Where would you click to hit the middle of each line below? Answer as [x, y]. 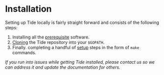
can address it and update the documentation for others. [63, 67]
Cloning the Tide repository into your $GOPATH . [58, 42]
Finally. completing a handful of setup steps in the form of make [76, 47]
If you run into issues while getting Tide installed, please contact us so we [80, 62]
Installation [28, 9]
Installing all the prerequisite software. [51, 37]
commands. [24, 53]
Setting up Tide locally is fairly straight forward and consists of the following [82, 22]
